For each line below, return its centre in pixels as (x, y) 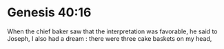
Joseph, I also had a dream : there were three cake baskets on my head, (110, 38)
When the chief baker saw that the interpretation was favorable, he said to (112, 31)
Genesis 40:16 (49, 13)
